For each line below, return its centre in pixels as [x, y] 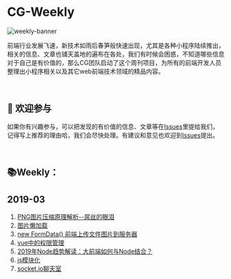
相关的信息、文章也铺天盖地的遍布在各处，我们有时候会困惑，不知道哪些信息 [116, 54]
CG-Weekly [41, 12]
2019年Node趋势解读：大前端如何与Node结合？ [85, 251]
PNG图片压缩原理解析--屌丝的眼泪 [66, 217]
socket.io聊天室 [39, 268]
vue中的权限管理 [41, 242]
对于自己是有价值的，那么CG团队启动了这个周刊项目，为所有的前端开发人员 [114, 62]
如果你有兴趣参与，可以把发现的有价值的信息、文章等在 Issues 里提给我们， [113, 126]
